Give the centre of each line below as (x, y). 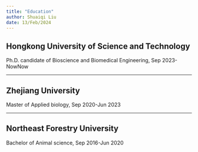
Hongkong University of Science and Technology (98, 46)
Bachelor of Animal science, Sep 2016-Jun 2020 (65, 143)
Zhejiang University (43, 91)
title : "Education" (30, 11)
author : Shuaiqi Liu (32, 17)
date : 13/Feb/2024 (29, 22)
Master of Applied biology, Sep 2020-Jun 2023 (63, 104)
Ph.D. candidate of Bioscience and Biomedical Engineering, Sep (83, 60)
